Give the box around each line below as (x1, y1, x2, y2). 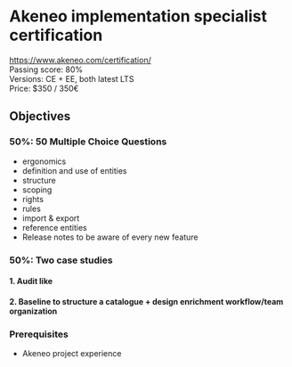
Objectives (9, 109, 71, 124)
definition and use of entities (21, 165, 127, 175)
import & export (21, 212, 80, 224)
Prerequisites (9, 328, 69, 340)
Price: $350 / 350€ (9, 83, 79, 94)
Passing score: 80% (9, 64, 83, 75)
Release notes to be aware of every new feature (21, 232, 199, 242)
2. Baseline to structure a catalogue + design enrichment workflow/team (9, 296, 284, 306)
